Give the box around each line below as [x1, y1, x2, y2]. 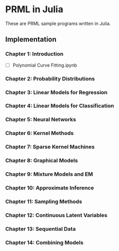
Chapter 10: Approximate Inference [5, 184, 94, 191]
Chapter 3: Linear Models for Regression [5, 89, 108, 96]
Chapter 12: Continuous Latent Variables [5, 211, 108, 218]
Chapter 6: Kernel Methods [5, 130, 74, 137]
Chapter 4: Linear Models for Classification [5, 102, 114, 109]
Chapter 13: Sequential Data [5, 225, 76, 232]
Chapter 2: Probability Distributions [5, 75, 95, 82]
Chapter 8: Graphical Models [5, 157, 78, 164]
